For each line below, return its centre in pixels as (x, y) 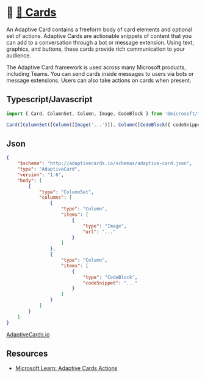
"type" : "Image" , (105, 226)
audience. (19, 55)
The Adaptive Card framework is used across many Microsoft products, (96, 67)
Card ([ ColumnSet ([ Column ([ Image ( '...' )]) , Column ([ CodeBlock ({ (88, 125)
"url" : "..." (99, 232)
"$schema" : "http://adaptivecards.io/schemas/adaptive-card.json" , (105, 164)
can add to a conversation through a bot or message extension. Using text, (100, 42)
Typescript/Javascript (49, 99)
